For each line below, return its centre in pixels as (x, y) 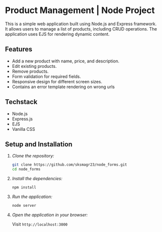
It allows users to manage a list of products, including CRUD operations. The (81, 29)
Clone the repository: (33, 156)
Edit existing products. (34, 66)
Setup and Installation (39, 144)
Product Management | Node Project (80, 10)
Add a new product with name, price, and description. (66, 61)
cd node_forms (26, 170)
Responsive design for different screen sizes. (57, 81)
